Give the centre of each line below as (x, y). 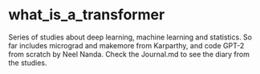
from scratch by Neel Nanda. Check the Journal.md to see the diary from (129, 54)
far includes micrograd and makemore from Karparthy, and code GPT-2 (126, 45)
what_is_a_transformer (87, 15)
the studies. (28, 63)
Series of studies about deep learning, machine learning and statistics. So (130, 37)
